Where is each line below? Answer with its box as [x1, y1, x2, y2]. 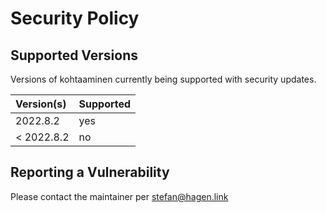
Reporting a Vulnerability [10, 164, 170, 181]
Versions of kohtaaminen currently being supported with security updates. [10, 73, 317, 85]
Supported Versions [10, 47, 138, 64]
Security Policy [10, 7, 140, 30]
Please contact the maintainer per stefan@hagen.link [10, 190, 229, 202]
